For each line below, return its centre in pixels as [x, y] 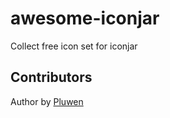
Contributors [51, 77]
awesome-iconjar [85, 18]
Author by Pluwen [47, 101]
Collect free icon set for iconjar [74, 46]
